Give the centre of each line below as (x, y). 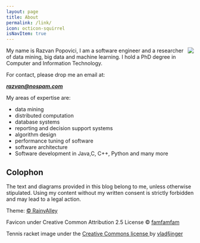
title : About (22, 17)
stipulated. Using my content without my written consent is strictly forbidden (100, 192)
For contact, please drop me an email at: (56, 75)
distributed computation (44, 116)
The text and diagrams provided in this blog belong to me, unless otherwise (99, 186)
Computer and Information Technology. (54, 64)
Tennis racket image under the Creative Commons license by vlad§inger (95, 233)
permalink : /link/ (29, 23)
